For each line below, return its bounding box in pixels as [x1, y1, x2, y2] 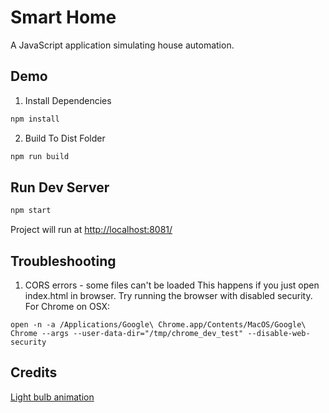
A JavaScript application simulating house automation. [10, 39, 235, 51]
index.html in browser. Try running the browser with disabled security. [24, 290, 313, 301]
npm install [10, 114, 60, 124]
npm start [10, 206, 52, 216]
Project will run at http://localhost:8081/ [10, 224, 173, 236]
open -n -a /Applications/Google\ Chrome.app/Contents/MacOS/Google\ [10, 320, 307, 330]
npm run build [10, 151, 70, 161]
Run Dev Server [10, 179, 110, 196]
